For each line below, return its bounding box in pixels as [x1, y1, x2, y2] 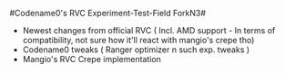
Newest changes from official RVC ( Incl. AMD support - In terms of [22, 25, 276, 35]
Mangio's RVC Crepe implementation [22, 54, 162, 64]
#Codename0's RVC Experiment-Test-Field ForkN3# [9, 8, 207, 18]
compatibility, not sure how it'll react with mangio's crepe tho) [22, 35, 255, 45]
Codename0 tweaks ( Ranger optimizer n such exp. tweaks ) [22, 44, 250, 55]
